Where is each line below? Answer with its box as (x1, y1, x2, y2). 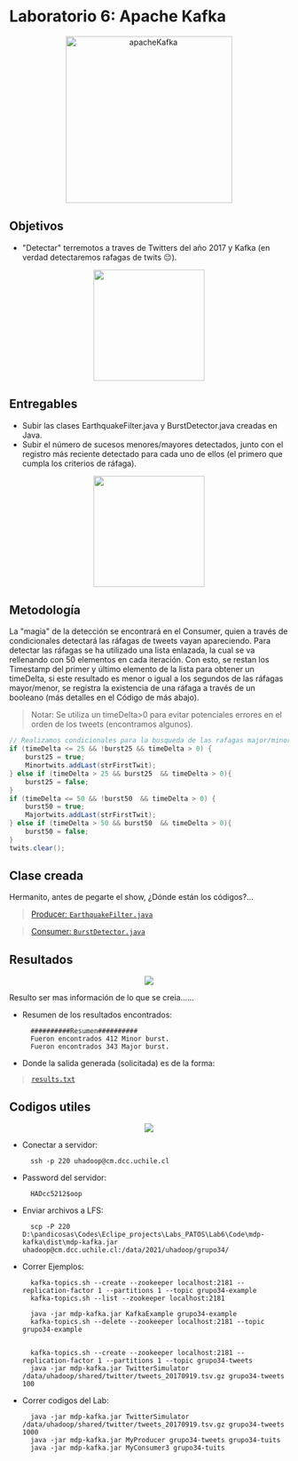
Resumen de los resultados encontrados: (21, 1009, 173, 1020)
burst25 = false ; (25, 777, 90, 786)
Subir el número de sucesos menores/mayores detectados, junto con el (21, 438, 284, 450)
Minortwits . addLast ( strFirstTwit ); (25, 761, 157, 770)
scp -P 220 (30, 1223, 71, 1232)
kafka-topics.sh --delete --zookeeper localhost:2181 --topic (30, 1318, 265, 1327)
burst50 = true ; (25, 802, 86, 811)
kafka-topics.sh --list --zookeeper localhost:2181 (30, 1294, 225, 1304)
